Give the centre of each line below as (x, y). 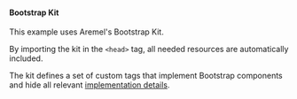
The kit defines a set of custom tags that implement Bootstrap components (146, 76)
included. (26, 58)
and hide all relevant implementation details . (90, 85)
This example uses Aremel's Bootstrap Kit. (86, 32)
